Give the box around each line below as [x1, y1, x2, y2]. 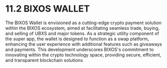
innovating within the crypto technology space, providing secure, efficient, [5, 51, 161, 58]
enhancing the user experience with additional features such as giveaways [5, 41, 162, 47]
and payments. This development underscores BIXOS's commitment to [5, 46, 154, 52]
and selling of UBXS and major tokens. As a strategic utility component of [5, 30, 159, 36]
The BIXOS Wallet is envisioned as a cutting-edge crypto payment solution [5, 20, 162, 26]
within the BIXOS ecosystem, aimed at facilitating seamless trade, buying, [5, 25, 160, 31]
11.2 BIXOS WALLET [5, 3, 90, 15]
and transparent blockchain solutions [5, 57, 83, 63]
